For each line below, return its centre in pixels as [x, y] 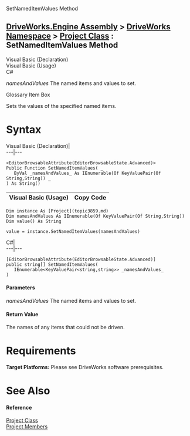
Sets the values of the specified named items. [61, 106]
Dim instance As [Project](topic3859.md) [57, 211]
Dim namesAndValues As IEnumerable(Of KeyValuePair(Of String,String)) [95, 216]
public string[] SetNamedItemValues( [52, 264]
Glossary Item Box [28, 94]
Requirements [41, 351]
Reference [19, 407]
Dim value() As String [34, 221]
